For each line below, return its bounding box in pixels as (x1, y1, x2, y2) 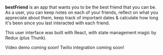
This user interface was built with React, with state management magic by (5, 30, 157, 35)
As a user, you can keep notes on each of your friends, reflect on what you (5, 9, 158, 15)
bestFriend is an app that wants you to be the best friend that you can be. (5, 4, 157, 10)
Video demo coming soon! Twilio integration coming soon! (5, 45, 124, 50)
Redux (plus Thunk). (5, 35, 47, 41)
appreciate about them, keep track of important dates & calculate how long (5, 15, 159, 20)
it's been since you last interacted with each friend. (5, 20, 110, 26)
